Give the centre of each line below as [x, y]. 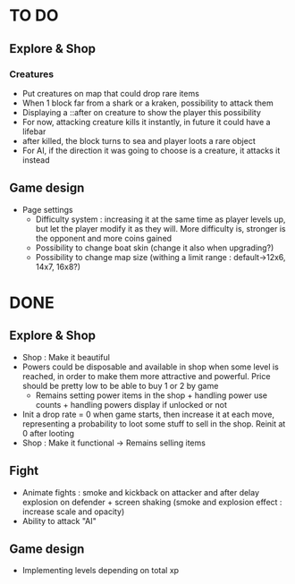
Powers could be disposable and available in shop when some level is [150, 367]
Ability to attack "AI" [59, 521]
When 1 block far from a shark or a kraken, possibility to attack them [148, 103]
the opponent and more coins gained [104, 238]
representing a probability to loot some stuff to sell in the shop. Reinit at [154, 423]
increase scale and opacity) [73, 512]
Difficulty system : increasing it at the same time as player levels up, [160, 219]
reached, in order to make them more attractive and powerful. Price [146, 376]
